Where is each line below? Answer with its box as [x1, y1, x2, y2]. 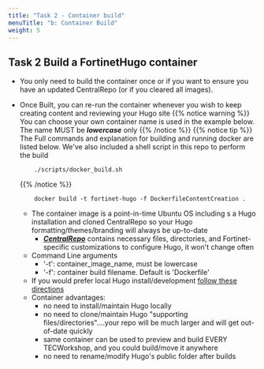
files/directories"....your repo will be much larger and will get [43, 318, 240, 328]
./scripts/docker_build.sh [34, 166, 123, 174]
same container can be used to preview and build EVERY [43, 335, 228, 345]
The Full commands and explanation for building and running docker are [19, 134, 255, 143]
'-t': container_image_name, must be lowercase [43, 259, 199, 269]
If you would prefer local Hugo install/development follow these [31, 276, 238, 285]
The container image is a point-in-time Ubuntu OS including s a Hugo [31, 209, 256, 218]
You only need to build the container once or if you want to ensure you [19, 77, 249, 86]
